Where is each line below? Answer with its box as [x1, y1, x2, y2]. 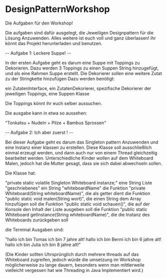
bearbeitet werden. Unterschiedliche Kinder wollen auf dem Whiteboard [5, 155, 153, 161]
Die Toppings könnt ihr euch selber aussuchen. [5, 100, 102, 106]
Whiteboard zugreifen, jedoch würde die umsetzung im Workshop [5, 256, 141, 262]
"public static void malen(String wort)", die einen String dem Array [5, 195, 141, 201]
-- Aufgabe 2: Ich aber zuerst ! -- [5, 129, 73, 135]
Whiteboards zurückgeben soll [5, 216, 68, 223]
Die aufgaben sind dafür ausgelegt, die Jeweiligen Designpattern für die [5, 29, 154, 35]
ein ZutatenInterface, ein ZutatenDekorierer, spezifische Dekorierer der [5, 85, 151, 91]
